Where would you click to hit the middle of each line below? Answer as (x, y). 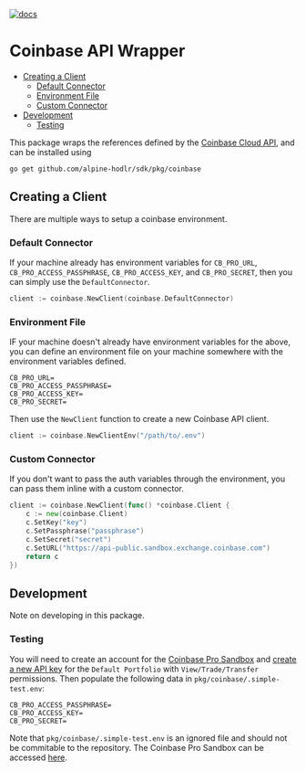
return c (42, 556)
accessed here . (39, 757)
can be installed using (51, 152)
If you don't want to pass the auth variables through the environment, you (147, 479)
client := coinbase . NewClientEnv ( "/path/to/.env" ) (107, 436)
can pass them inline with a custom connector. (97, 489)
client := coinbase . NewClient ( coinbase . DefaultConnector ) (122, 299)
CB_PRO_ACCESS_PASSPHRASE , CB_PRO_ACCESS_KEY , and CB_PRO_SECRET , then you (151, 272)
